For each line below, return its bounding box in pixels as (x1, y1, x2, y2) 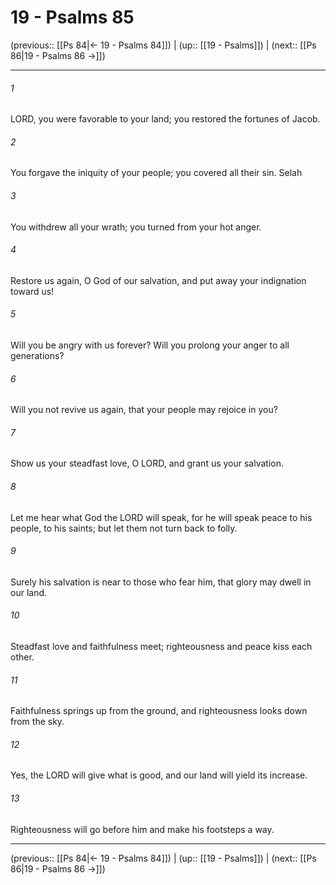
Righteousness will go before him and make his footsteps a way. (10, 823, 275, 835)
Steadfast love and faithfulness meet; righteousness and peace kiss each (10, 640, 313, 652)
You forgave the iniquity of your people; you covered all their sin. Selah (10, 167, 303, 179)
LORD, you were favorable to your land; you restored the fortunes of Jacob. (10, 113, 321, 125)
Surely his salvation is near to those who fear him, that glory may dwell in (10, 576, 312, 588)
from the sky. (10, 716, 65, 728)
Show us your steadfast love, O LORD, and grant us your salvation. (10, 457, 285, 470)
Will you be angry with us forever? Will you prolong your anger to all (10, 339, 290, 351)
